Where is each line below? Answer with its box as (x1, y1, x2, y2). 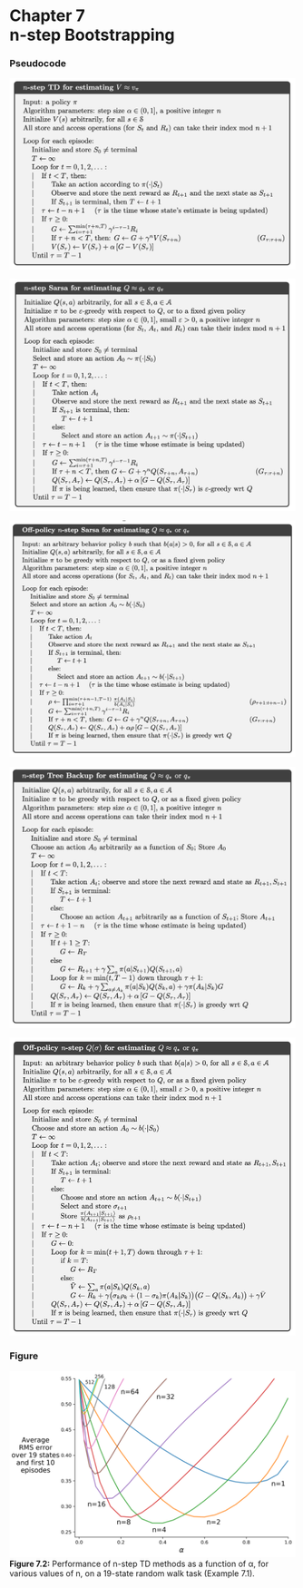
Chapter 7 (9, 5, 86, 26)
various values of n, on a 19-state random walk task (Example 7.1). (9, 1568, 256, 1579)
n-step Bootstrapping (9, 25, 175, 45)
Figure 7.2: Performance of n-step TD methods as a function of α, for (9, 1558, 269, 1570)
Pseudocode (9, 57, 66, 70)
